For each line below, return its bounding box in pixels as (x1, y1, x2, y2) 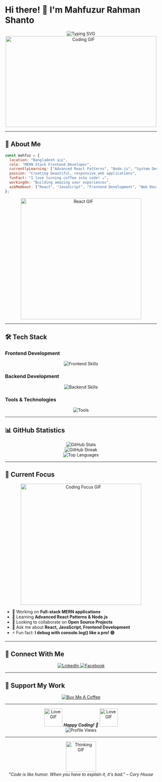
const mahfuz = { (5, 153, 40, 158)
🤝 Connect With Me (5, 650, 65, 658)
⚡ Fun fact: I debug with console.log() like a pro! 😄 (12, 629, 115, 635)
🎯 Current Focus (5, 470, 55, 479)
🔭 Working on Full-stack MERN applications (12, 609, 101, 614)
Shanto (5, 15, 35, 26)
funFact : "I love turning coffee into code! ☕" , (9, 175, 109, 181)
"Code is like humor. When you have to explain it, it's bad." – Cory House (9, 771, 153, 777)
